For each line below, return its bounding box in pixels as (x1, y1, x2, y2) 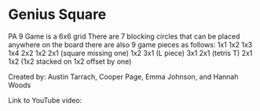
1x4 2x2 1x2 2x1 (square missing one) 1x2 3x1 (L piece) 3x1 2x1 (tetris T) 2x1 (8, 48, 253, 57)
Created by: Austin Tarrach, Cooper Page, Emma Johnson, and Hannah (8, 72, 239, 81)
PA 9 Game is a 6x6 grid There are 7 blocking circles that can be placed (8, 31, 240, 41)
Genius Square (8, 6, 107, 24)
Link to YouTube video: (8, 95, 82, 105)
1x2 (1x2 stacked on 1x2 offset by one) (8, 57, 132, 66)
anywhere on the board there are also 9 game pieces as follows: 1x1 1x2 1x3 (8, 39, 253, 49)
